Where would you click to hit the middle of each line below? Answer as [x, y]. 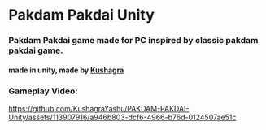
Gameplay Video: [44, 91]
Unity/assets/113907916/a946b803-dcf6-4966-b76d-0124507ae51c [122, 117]
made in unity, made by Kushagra [66, 70]
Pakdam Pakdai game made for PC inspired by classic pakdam [133, 41]
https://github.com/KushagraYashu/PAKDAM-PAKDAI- [99, 108]
